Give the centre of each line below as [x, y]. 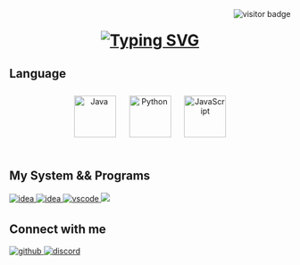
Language [38, 74]
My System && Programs [80, 176]
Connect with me [58, 230]
